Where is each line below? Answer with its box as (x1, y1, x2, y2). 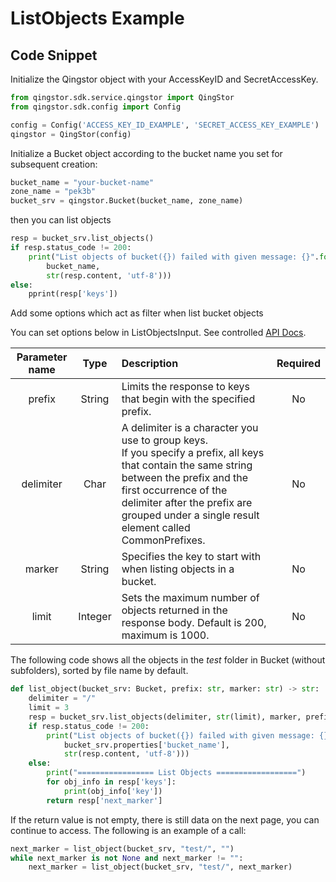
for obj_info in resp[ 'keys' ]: (46, 777, 177, 787)
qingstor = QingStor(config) (10, 129, 132, 139)
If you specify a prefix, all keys (121, 446, 265, 460)
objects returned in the (121, 603, 228, 617)
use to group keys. (121, 433, 209, 447)
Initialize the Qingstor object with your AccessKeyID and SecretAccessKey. (10, 73, 319, 85)
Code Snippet (10, 47, 98, 64)
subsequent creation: (10, 158, 98, 170)
